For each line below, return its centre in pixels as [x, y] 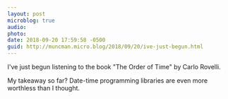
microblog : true [31, 21]
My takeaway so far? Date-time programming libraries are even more [108, 81]
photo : [17, 34]
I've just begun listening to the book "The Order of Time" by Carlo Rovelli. [114, 67]
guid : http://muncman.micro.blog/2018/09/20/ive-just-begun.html [105, 47]
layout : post [26, 14]
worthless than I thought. [43, 88]
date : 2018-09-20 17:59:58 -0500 [56, 40]
